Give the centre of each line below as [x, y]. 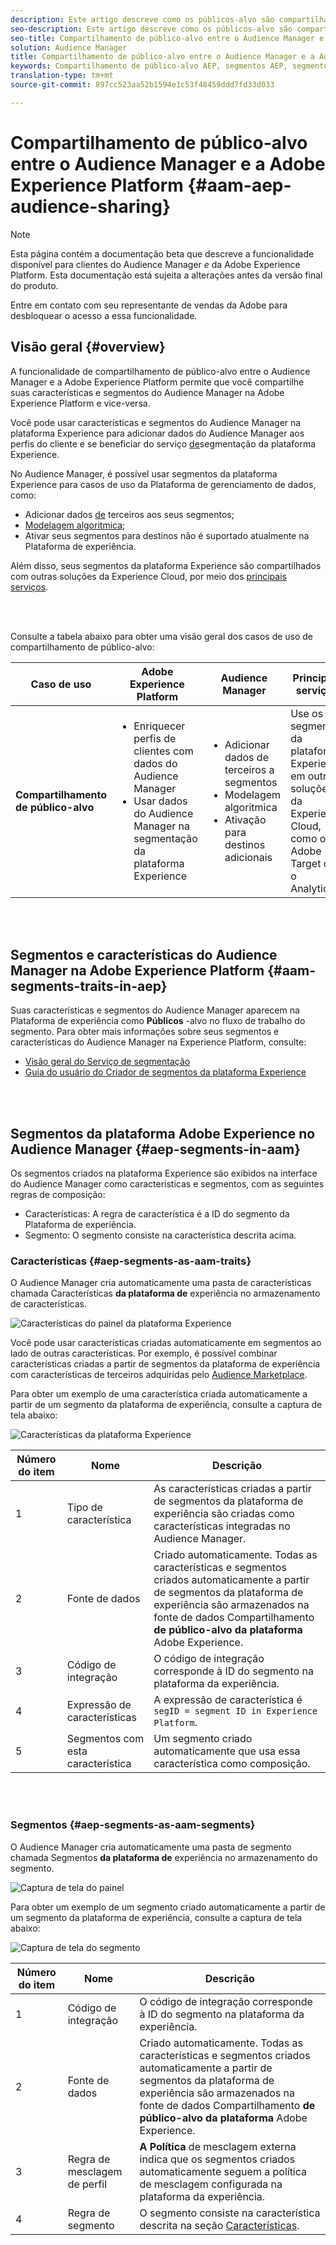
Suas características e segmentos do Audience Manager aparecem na [155, 1010]
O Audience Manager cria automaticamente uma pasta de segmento [151, 1847]
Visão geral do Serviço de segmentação [107, 1062]
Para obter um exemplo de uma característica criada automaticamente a [159, 1394]
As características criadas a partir [232, 1489]
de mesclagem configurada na [211, 2184]
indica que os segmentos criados [217, 2159]
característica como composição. [232, 1764]
